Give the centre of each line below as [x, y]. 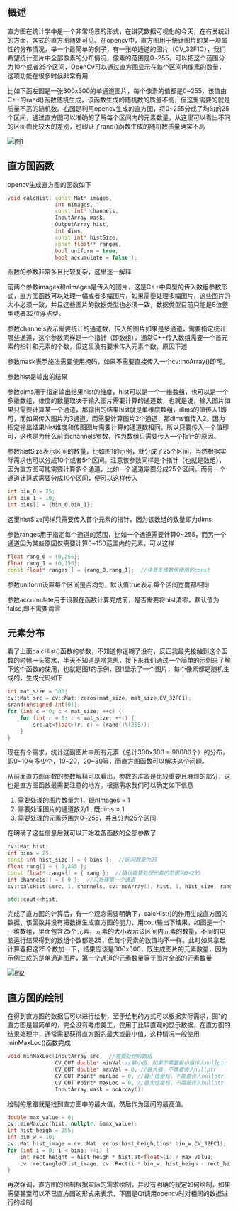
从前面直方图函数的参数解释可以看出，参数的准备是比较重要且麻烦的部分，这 [119, 776]
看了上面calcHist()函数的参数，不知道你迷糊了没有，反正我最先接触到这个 [114, 651]
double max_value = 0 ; [41, 1117]
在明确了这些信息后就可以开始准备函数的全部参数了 [82, 833]
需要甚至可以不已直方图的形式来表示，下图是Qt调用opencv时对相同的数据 [115, 1194]
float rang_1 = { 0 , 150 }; [44, 563]
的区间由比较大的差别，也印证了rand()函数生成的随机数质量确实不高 [106, 126]
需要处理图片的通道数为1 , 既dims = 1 [71, 809]
